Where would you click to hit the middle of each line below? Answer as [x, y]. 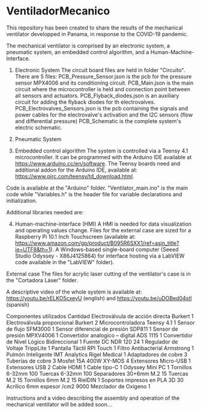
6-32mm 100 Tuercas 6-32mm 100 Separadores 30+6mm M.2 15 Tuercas [97, 373]
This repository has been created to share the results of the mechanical [94, 28]
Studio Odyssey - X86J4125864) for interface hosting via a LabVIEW [100, 256]
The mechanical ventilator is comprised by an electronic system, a [88, 46]
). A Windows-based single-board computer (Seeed [114, 249]
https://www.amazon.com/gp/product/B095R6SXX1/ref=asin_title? [97, 243]
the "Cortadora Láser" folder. [42, 280]
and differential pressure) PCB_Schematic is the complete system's [98, 121]
